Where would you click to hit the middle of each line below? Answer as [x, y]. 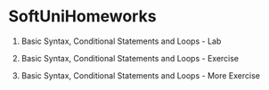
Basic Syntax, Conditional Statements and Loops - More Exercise [140, 75]
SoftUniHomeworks [82, 16]
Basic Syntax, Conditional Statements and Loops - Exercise [130, 58]
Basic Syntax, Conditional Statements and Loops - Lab [121, 41]
